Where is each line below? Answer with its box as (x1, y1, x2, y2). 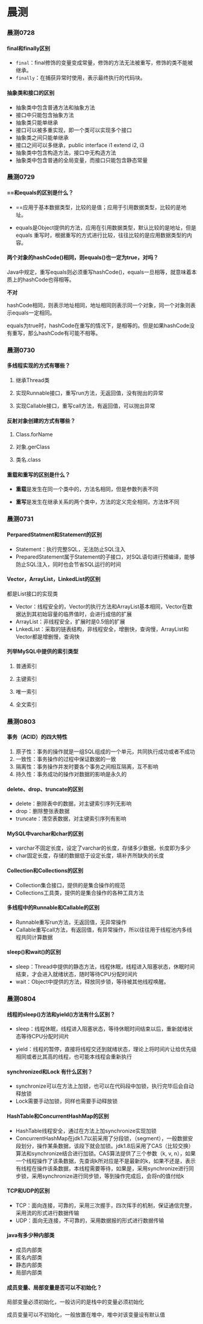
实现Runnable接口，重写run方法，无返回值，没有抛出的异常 (15, 389, 164, 397)
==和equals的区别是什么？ (7, 189, 74, 196)
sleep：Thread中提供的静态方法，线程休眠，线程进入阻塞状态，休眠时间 (15, 963, 195, 970)
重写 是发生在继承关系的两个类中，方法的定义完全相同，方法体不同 (15, 498, 180, 506)
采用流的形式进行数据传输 (15, 1209, 80, 1216)
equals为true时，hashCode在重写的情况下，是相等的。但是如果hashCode (7, 322, 190, 329)
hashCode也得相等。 (22, 275, 75, 283)
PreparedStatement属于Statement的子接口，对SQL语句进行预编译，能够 (15, 553, 195, 560)
